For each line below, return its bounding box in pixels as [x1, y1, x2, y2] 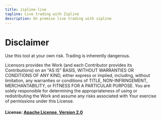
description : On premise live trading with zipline [5, 16, 112, 21]
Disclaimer [5, 37, 49, 48]
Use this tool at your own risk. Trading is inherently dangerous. [5, 53, 130, 59]
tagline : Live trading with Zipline [5, 12, 79, 16]
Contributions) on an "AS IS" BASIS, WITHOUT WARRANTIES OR [5, 67, 134, 73]
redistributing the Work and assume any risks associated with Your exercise [5, 93, 157, 99]
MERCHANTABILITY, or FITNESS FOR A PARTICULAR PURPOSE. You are [5, 83, 150, 89]
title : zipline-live [5, 7, 47, 12]
